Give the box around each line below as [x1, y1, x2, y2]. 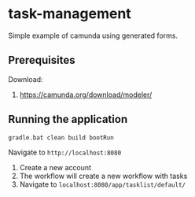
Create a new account [19, 162, 92, 172]
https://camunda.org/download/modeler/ [19, 90, 153, 99]
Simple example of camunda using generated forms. [8, 31, 178, 40]
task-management [8, 5, 131, 23]
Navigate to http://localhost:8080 [8, 147, 122, 157]
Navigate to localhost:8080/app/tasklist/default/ [19, 179, 186, 189]
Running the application [8, 113, 128, 126]
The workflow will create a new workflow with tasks [19, 171, 188, 180]
